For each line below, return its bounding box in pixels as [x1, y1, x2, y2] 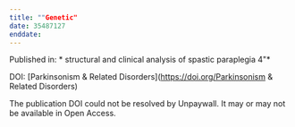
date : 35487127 [9, 21, 66, 30]
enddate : [9, 30, 42, 38]
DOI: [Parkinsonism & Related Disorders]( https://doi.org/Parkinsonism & [9, 72, 274, 82]
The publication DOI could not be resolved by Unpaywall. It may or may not [9, 98, 286, 109]
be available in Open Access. [9, 108, 116, 119]
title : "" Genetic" [9, 13, 78, 22]
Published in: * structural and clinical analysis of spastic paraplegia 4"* [9, 55, 271, 65]
